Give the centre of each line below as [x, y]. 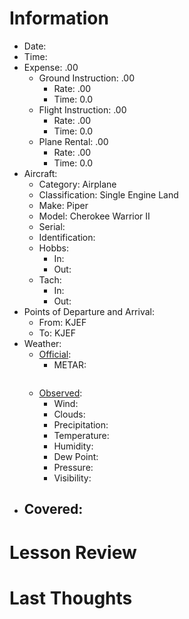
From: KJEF [62, 322]
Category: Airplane [77, 184]
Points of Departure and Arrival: [89, 311]
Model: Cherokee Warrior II [94, 216]
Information [59, 18]
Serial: [52, 226]
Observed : [60, 393]
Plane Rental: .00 [73, 141]
